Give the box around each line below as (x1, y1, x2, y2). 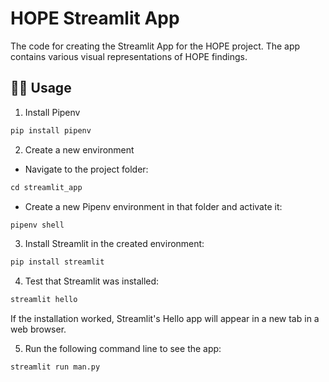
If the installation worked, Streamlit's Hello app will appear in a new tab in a (10, 313, 320, 325)
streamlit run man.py (10, 362, 101, 372)
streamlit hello (10, 295, 78, 305)
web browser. (10, 323, 67, 336)
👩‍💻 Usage (10, 80, 72, 97)
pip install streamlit (10, 257, 105, 267)
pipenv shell (10, 220, 65, 230)
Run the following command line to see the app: (24, 343, 222, 355)
